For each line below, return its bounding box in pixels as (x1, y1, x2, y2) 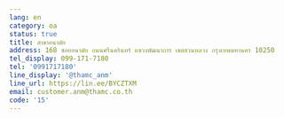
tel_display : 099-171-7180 (9, 54, 109, 63)
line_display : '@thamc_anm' (9, 71, 114, 80)
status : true (9, 29, 58, 38)
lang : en (9, 12, 42, 22)
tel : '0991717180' (9, 63, 77, 72)
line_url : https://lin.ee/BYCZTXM (9, 79, 138, 88)
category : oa (9, 21, 58, 30)
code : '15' (9, 95, 50, 105)
